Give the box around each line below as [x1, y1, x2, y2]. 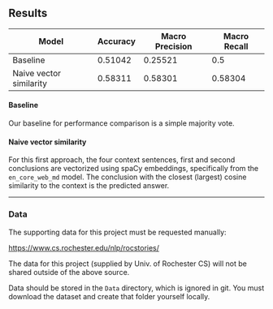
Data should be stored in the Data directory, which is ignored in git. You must [8, 283, 265, 293]
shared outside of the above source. [8, 267, 130, 277]
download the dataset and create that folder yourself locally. [8, 291, 210, 301]
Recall [223, 41, 249, 52]
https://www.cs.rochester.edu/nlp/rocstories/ [8, 242, 160, 252]
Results [8, 6, 48, 20]
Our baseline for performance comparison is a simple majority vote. [8, 118, 235, 128]
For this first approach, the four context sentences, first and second [8, 155, 236, 165]
